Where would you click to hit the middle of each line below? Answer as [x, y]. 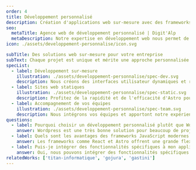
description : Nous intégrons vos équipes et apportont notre [92, 115]
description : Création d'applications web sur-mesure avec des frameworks [99, 22]
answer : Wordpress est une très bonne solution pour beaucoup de [98, 131]
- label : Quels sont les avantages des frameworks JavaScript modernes [100, 136]
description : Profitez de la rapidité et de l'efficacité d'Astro [99, 98]
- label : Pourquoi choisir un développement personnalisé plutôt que [97, 125]
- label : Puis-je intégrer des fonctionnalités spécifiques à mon [94, 147]
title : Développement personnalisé [49, 17]
